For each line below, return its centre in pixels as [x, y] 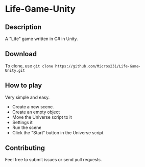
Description [23, 27]
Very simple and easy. [27, 97]
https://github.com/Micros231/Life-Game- [98, 66]
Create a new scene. [33, 106]
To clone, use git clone [29, 66]
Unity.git [15, 70]
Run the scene [27, 127]
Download [21, 54]
